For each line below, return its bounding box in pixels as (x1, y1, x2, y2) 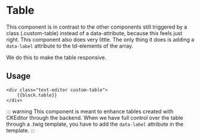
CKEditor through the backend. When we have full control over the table (6, 114, 183, 121)
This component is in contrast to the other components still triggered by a (6, 23, 187, 30)
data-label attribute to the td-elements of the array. (6, 42, 134, 49)
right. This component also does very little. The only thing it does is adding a (6, 36, 195, 43)
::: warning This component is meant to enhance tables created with (6, 108, 174, 115)
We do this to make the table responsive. (6, 54, 106, 61)
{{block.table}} (17, 92, 58, 98)
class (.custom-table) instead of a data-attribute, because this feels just (6, 29, 183, 36)
